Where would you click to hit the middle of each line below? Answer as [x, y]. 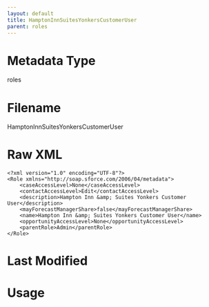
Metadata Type [51, 61]
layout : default [30, 13]
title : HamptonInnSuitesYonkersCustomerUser [72, 20]
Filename [34, 108]
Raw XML [35, 155]
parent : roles [28, 26]
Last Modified [48, 261]
